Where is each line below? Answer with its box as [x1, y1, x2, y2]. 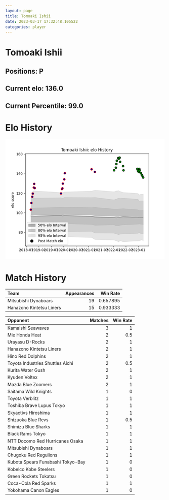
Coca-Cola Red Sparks [7, 480, 56, 486]
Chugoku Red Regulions [7, 452, 58, 458]
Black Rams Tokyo [7, 431, 46, 437]
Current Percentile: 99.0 [5, 102, 83, 110]
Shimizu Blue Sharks [7, 424, 51, 430]
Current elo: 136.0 [5, 84, 63, 93]
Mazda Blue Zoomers [7, 381, 52, 387]
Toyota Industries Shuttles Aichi [7, 360, 73, 366]
